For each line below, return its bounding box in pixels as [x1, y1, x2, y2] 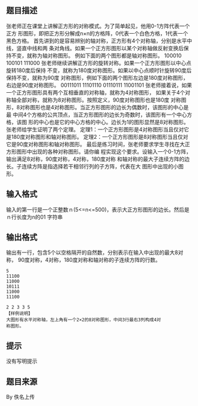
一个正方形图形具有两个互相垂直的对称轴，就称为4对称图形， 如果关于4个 [6, 89, 186, 96]
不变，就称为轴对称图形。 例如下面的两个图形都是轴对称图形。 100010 [11, 52, 182, 59]
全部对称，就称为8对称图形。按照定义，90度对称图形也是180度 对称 [16, 96, 181, 103]
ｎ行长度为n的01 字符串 [6, 213, 63, 220]
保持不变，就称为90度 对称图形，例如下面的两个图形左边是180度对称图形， [6, 74, 189, 81]
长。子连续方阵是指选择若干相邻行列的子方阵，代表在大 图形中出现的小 [6, 163, 178, 170]
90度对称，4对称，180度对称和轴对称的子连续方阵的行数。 [17, 256, 161, 264]
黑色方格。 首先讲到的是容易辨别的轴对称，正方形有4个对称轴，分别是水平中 [6, 37, 192, 44]
